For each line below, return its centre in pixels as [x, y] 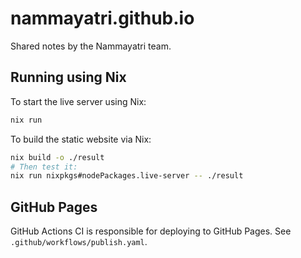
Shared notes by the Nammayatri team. [91, 46]
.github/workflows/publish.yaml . [79, 242]
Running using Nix [68, 77]
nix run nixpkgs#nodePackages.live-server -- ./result [127, 176]
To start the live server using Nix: [78, 101]
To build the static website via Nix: [81, 139]
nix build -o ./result [57, 157]
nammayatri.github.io [102, 18]
